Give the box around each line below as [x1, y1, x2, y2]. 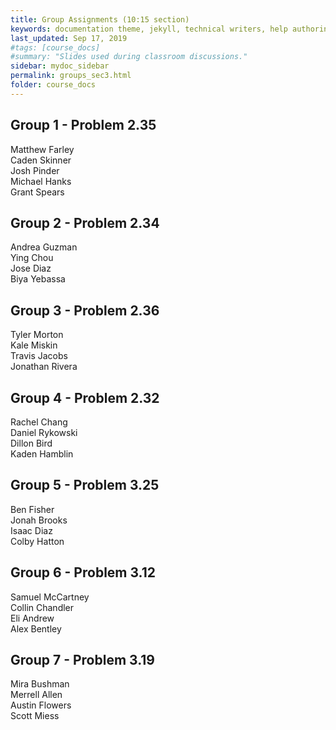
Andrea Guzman [10, 241, 78, 253]
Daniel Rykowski [10, 427, 78, 438]
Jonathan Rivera [10, 361, 78, 373]
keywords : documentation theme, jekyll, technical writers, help [10, 24, 288, 34]
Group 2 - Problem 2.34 [10, 214, 160, 231]
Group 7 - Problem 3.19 [10, 652, 155, 669]
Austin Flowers [10, 699, 72, 711]
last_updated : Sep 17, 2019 [10, 33, 128, 43]
